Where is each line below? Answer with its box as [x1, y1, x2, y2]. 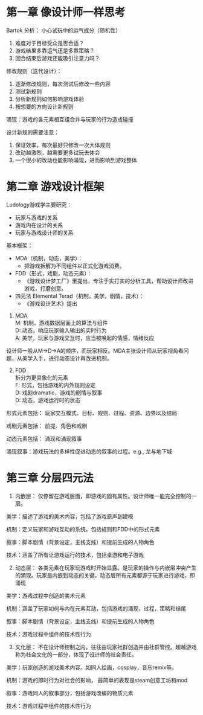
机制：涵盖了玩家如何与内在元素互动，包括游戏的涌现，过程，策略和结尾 [6, 604, 186, 612]
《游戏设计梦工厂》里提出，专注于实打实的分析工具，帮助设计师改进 [24, 277, 194, 284]
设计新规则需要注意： [6, 128, 59, 136]
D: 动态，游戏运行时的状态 [14, 396, 80, 403]
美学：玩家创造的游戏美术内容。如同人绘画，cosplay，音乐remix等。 [6, 664, 177, 671]
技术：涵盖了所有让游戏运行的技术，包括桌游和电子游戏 [6, 551, 144, 559]
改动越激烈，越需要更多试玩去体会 [14, 149, 100, 156]
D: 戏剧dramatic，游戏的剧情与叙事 [14, 389, 103, 396]
